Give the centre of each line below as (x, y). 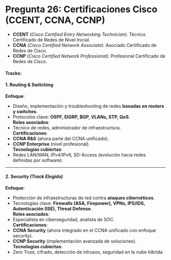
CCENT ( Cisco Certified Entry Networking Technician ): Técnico (79, 34)
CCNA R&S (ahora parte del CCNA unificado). (61, 138)
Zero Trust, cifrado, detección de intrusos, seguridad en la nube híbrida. (88, 252)
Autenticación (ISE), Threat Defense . (52, 209)
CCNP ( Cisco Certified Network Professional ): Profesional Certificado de (89, 56)
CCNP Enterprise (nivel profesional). (51, 144)
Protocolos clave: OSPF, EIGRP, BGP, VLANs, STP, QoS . (71, 117)
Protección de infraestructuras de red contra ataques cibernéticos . (84, 198)
